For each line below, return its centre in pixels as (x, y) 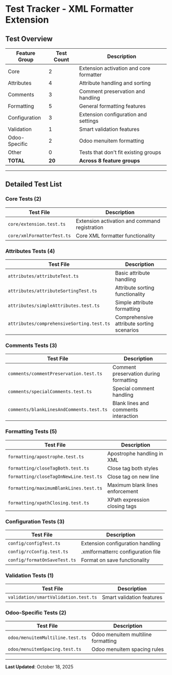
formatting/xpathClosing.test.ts (49, 503)
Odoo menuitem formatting (112, 141)
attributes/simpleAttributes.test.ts (54, 305)
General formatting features (112, 106)
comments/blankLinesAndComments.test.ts (58, 410)
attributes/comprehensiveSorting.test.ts (59, 323)
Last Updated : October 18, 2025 (39, 667)
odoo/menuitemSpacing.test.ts (45, 649)
